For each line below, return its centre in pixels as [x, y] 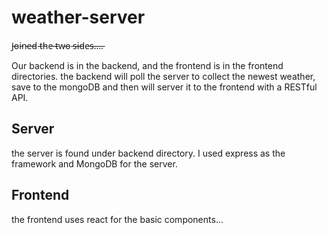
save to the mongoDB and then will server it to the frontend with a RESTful [164, 87]
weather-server [78, 17]
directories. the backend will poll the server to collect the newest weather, [163, 76]
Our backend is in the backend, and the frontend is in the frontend [147, 65]
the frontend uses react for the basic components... [117, 219]
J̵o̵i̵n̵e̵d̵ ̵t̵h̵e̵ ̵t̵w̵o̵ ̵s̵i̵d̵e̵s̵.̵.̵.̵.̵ [57, 45]
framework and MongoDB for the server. [94, 163]
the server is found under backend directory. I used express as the [148, 153]
